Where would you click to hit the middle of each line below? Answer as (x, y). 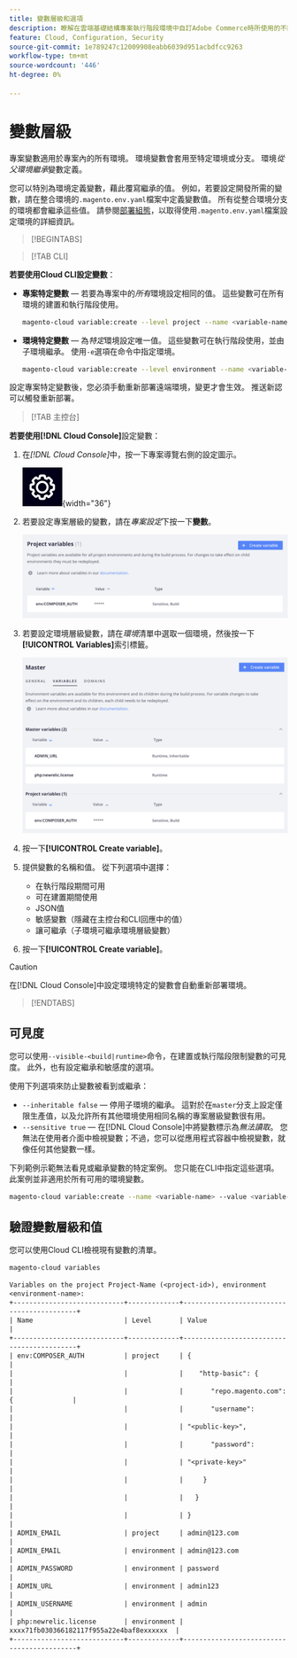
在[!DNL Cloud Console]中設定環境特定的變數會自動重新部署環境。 (130, 985)
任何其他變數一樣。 (65, 1149)
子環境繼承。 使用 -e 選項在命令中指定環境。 (101, 351)
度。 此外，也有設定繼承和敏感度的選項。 (84, 1067)
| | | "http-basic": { (134, 1374)
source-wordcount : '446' (55, 66)
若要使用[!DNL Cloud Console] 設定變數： (85, 436)
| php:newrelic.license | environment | (96, 1622)
